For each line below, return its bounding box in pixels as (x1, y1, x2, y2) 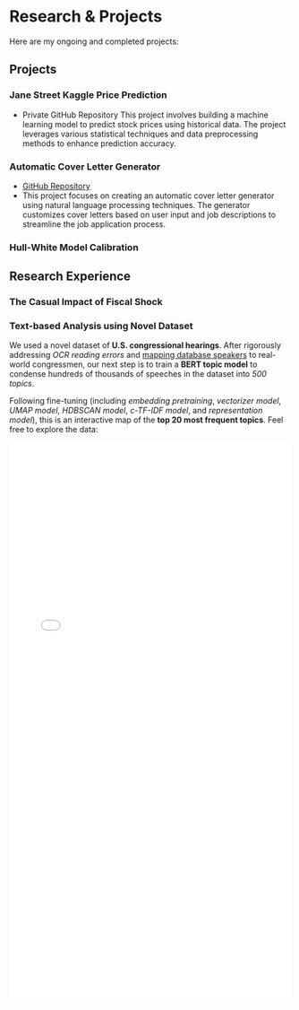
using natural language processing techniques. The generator (21, 199, 251, 210)
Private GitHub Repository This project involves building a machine (21, 109, 269, 120)
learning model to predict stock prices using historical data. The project (21, 118, 286, 129)
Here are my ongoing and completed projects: (9, 36, 179, 47)
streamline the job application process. (21, 218, 166, 230)
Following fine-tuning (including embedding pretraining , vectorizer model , (9, 396, 282, 406)
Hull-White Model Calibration (9, 240, 139, 253)
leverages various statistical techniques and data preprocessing (21, 128, 259, 139)
